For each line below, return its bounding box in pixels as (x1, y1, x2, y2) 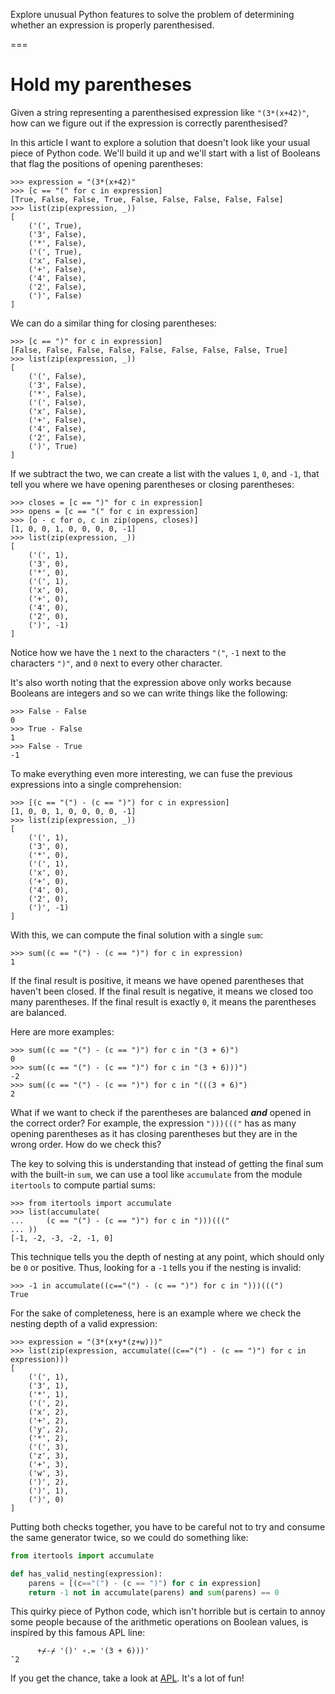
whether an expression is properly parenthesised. (10, 19, 215, 31)
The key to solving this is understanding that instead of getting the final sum (10, 1157, 324, 1169)
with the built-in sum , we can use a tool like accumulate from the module (10, 1168, 303, 1180)
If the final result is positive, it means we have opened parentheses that (10, 974, 305, 986)
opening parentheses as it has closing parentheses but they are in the (10, 1127, 298, 1139)
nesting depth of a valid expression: (10, 1317, 158, 1329)
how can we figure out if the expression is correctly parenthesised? (10, 117, 288, 129)
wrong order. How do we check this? (10, 1138, 162, 1150)
